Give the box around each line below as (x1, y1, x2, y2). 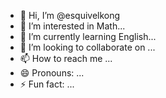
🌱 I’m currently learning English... (19, 31, 157, 42)
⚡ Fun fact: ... (19, 78, 75, 90)
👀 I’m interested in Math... (19, 20, 126, 32)
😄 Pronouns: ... (19, 67, 85, 79)
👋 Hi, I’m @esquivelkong (19, 10, 121, 21)
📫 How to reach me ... (19, 53, 113, 64)
